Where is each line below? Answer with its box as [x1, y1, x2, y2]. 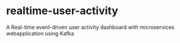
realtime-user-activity [6, 4, 119, 18]
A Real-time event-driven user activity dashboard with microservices [6, 24, 175, 31]
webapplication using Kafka [6, 29, 74, 37]
